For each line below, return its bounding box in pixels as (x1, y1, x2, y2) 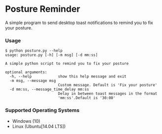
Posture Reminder (5, 3, 80, 15)
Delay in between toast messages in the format (58, 91, 158, 96)
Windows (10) (12, 118, 40, 124)
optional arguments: (5, 70, 48, 75)
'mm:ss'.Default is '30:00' (58, 96, 116, 101)
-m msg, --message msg (9, 79, 56, 83)
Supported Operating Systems (5, 107, 80, 114)
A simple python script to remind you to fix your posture (5, 61, 129, 66)
